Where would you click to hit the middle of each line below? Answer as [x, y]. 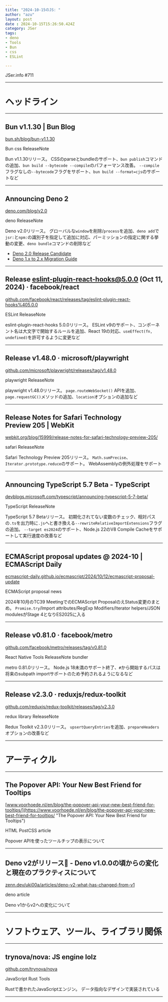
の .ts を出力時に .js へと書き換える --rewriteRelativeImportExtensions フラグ [84, 523]
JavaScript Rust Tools [27, 978]
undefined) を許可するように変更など [43, 337]
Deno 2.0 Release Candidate [42, 253]
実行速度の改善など [42, 536]
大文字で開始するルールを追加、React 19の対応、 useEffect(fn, [87, 331]
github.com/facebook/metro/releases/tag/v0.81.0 [56, 647]
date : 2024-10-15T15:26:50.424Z [40, 24]
